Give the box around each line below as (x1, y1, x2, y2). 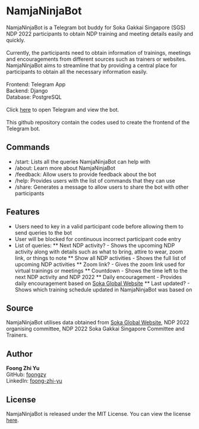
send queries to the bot (14, 229, 72, 236)
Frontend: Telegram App (6, 80, 66, 87)
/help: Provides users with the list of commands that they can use (14, 177, 175, 184)
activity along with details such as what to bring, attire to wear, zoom (14, 248, 183, 255)
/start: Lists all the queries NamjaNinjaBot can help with (14, 158, 150, 165)
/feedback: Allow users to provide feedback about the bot (14, 171, 156, 178)
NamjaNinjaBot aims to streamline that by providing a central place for (6, 61, 178, 69)
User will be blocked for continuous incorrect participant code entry (14, 235, 181, 242)
